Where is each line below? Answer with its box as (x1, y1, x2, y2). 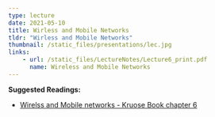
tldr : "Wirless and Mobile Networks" (8, 33, 133, 42)
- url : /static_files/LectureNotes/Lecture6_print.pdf (22, 56, 208, 64)
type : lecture (8, 11, 56, 20)
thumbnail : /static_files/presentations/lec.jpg (8, 41, 172, 49)
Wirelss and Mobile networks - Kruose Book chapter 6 (19, 100, 198, 109)
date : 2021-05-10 (8, 19, 66, 27)
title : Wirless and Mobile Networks (8, 26, 129, 34)
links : (8, 48, 30, 56)
